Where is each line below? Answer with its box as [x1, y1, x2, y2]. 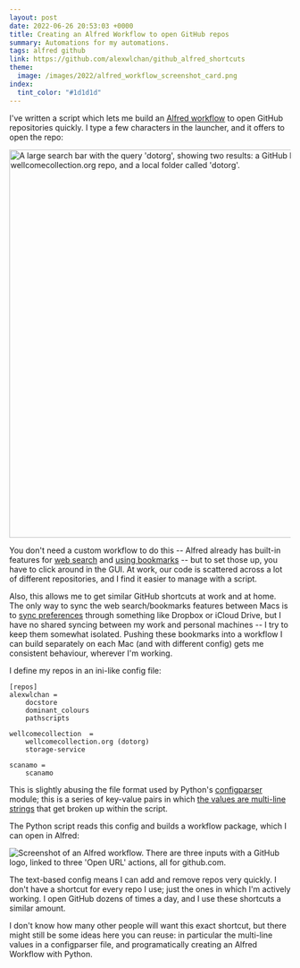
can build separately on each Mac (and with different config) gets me [9, 638, 264, 649]
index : [9, 80, 34, 89]
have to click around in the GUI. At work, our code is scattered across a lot [9, 564, 283, 574]
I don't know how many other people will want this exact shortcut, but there [9, 920, 287, 930]
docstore [25, 698, 58, 707]
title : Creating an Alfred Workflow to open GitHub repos [9, 30, 229, 38]
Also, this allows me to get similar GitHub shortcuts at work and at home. [9, 590, 277, 601]
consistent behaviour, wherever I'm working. [9, 648, 173, 658]
